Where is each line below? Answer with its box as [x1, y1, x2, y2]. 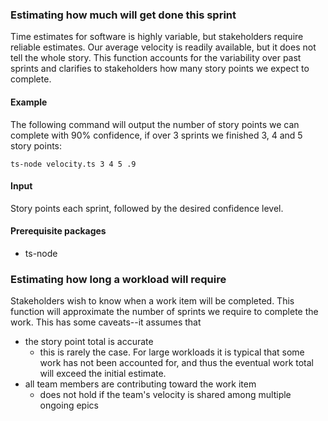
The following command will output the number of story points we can [10, 118, 300, 130]
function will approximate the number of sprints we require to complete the [10, 306, 319, 318]
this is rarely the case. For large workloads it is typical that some [39, 346, 305, 358]
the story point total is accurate [24, 336, 154, 348]
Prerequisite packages [10, 225, 107, 237]
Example [10, 96, 48, 108]
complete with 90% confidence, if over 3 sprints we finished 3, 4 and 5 [10, 129, 303, 141]
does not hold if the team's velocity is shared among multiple [39, 389, 292, 401]
